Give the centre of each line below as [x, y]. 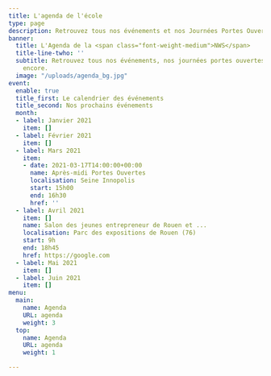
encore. [35, 68]
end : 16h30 [48, 195]
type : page [27, 23]
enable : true [38, 91]
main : [25, 300]
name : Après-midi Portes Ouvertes [88, 173]
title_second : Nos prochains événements [84, 105]
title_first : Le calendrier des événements [90, 98]
